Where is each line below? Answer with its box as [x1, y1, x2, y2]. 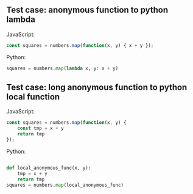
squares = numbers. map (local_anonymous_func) [6, 182, 124, 188]
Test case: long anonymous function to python [6, 82, 188, 92]
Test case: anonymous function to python [6, 5, 169, 15]
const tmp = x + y [17, 125, 64, 132]
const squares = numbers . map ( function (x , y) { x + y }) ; [6, 42, 154, 48]
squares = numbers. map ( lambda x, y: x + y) [6, 65, 119, 71]
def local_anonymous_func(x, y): [6, 165, 91, 171]
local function [6, 92, 60, 102]
